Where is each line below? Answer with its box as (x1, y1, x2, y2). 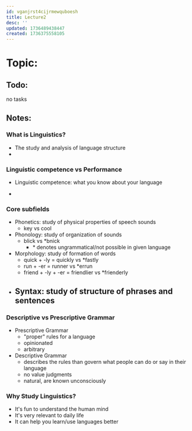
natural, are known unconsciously (23, 378, 107, 385)
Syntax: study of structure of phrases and (14, 286, 173, 296)
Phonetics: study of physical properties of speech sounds (14, 218, 156, 226)
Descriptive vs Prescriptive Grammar (6, 313, 115, 321)
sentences (14, 295, 55, 306)
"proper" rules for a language (23, 333, 96, 340)
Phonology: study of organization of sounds (14, 231, 123, 238)
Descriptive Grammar (14, 352, 67, 359)
